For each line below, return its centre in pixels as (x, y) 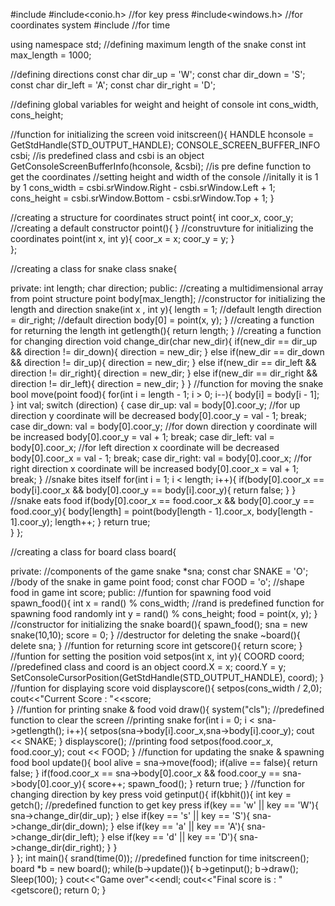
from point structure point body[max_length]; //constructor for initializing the (168, 298)
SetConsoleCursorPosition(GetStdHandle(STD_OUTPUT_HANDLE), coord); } (167, 677)
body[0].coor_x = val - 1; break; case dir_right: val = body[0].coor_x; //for (161, 458)
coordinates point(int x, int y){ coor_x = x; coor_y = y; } (122, 238)
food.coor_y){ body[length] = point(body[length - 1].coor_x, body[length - (162, 511)
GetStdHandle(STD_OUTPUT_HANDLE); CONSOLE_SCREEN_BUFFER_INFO (165, 145)
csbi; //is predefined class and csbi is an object (107, 155)
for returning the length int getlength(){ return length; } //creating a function (166, 330)
